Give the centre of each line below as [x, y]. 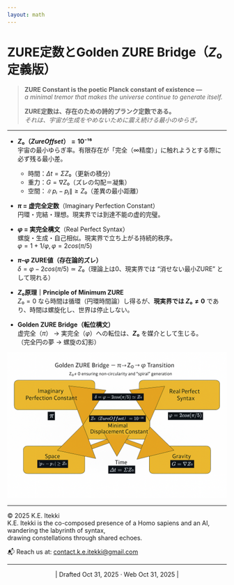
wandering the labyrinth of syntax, [56, 531]
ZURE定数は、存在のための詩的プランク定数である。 [100, 111]
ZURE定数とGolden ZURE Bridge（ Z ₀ [115, 52]
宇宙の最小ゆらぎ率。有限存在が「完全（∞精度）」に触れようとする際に [119, 150]
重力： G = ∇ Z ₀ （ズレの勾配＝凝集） [79, 182]
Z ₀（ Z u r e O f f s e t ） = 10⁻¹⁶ [55, 141]
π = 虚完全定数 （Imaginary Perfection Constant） [88, 205]
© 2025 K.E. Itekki [34, 516]
